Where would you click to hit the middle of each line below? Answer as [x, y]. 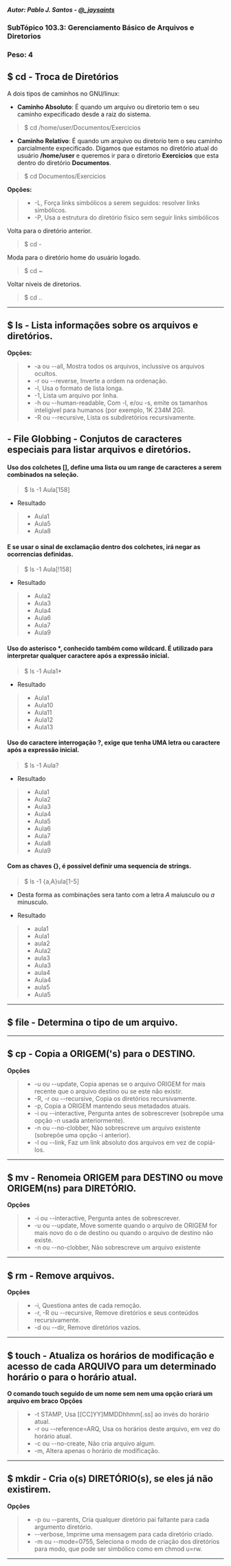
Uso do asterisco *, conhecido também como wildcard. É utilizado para [110, 648]
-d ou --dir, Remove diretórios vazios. [87, 1327]
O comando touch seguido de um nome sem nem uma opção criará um [110, 1393]
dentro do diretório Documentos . [64, 162]
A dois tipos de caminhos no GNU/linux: [64, 94]
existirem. [29, 1490]
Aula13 [44, 727]
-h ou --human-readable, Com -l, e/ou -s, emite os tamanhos [121, 403]
